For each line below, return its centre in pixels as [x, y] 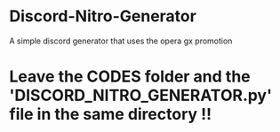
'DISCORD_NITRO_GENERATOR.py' [141, 96]
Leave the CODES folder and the [130, 77]
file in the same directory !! [110, 115]
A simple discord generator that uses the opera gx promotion [121, 41]
